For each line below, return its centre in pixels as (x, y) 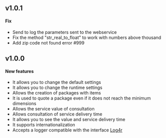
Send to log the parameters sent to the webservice (65, 32)
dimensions (24, 103)
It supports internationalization (44, 125)
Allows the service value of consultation (53, 109)
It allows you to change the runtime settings (57, 87)
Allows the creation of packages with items (57, 93)
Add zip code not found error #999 (48, 42)
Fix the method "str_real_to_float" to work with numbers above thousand (87, 37)
